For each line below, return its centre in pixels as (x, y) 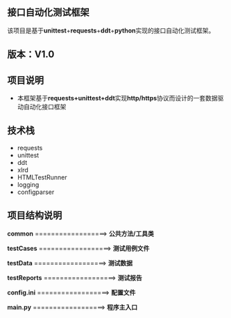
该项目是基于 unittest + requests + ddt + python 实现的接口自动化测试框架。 (111, 30)
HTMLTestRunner (42, 177)
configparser (36, 192)
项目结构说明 (35, 216)
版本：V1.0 (31, 54)
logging (28, 184)
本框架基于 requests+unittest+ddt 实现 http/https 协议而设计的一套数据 (117, 98)
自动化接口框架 (45, 107)
